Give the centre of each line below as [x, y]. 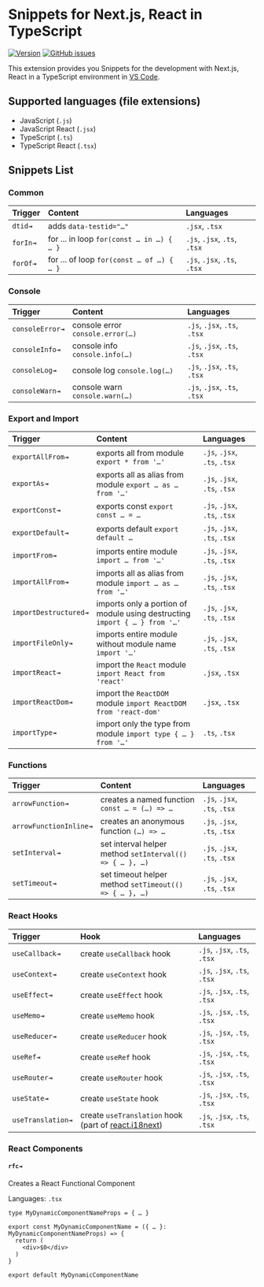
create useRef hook [115, 1057]
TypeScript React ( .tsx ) [58, 145]
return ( [29, 1241]
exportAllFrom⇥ [40, 457]
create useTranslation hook [131, 1115]
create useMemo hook [117, 1015]
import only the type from [143, 724]
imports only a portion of [142, 604]
